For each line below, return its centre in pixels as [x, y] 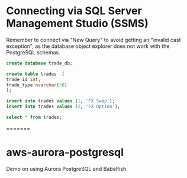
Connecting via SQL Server [74, 11]
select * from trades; [34, 117]
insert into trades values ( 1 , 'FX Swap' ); [61, 101]
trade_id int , [24, 79]
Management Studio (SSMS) [78, 23]
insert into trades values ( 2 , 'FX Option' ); [63, 107]
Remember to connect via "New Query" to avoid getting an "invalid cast [93, 40]
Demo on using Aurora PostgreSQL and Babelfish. [67, 169]
